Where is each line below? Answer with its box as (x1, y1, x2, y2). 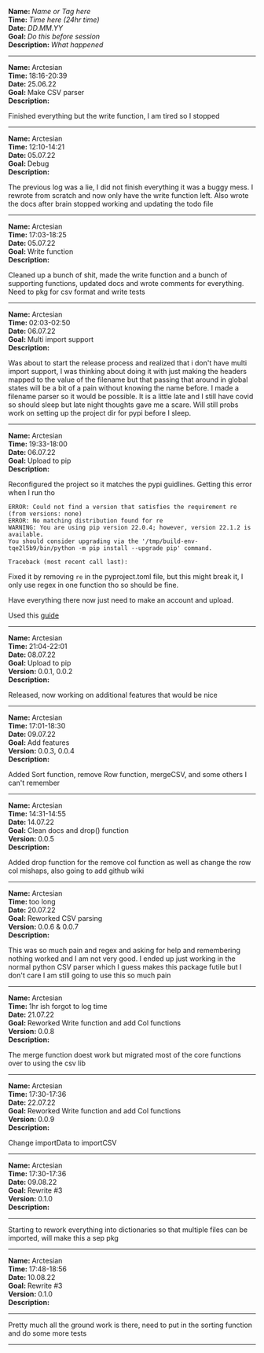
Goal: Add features (8, 738, 70, 747)
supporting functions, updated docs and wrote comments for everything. (8, 279, 244, 288)
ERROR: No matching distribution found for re (8, 517, 163, 525)
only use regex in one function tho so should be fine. (8, 581, 179, 589)
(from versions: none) (8, 510, 82, 518)
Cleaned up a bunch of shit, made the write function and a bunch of (8, 270, 228, 280)
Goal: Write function (8, 247, 74, 256)
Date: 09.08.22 (8, 1178, 57, 1186)
